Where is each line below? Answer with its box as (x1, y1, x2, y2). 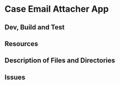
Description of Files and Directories (4, 57, 116, 65)
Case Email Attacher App (4, 3, 109, 15)
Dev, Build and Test (4, 23, 65, 31)
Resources (4, 39, 38, 48)
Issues (4, 73, 26, 82)
